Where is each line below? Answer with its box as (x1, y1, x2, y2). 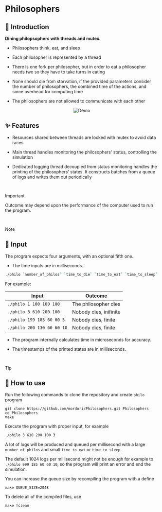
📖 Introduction (5, 23, 50, 31)
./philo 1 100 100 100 (7, 301, 60, 307)
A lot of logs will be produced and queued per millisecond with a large (5, 442, 145, 447)
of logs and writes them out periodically (12, 174, 92, 180)
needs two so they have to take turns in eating (12, 69, 105, 75)
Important (5, 193, 25, 199)
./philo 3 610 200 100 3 (5, 433, 55, 438)
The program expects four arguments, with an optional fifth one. (5, 253, 134, 259)
